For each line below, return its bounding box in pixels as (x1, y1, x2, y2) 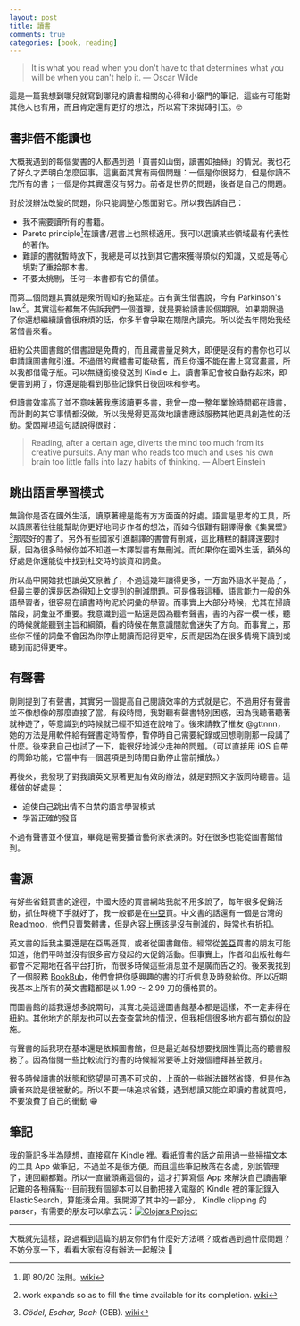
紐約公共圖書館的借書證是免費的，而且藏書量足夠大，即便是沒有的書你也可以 (9, 345, 291, 355)
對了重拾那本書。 (29, 261, 94, 272)
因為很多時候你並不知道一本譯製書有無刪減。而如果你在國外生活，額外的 (24, 543, 291, 555)
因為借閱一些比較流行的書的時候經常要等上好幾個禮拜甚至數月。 (32, 1054, 268, 1065)
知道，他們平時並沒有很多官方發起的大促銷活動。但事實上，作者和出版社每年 (9, 949, 291, 960)
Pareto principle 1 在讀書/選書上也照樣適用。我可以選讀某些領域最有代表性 (21, 227, 290, 238)
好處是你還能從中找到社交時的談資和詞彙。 (9, 555, 166, 566)
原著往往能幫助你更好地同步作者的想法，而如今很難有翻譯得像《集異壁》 (24, 521, 291, 533)
